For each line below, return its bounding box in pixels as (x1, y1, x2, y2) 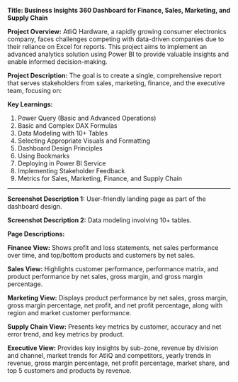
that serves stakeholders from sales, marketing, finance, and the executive (7, 79, 225, 87)
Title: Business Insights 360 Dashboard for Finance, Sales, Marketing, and (7, 6, 231, 14)
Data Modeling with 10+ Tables (17, 129, 108, 137)
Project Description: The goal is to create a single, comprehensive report (7, 71, 222, 80)
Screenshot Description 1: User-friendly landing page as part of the (7, 195, 207, 203)
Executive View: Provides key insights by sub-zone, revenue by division (7, 344, 219, 352)
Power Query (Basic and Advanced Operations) (17, 114, 157, 122)
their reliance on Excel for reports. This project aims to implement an (7, 43, 208, 50)
